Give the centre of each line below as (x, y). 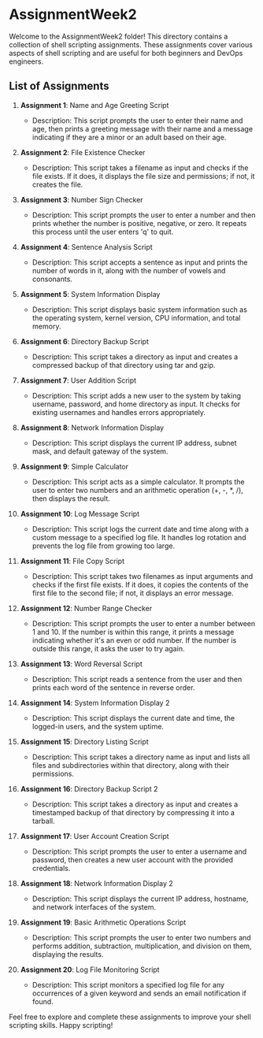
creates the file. (57, 184)
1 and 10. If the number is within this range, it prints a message (133, 632)
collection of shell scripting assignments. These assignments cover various (131, 44)
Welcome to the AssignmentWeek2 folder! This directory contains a (119, 36)
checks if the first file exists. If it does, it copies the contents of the (140, 584)
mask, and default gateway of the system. (100, 451)
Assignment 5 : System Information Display (90, 294)
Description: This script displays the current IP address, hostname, (140, 899)
